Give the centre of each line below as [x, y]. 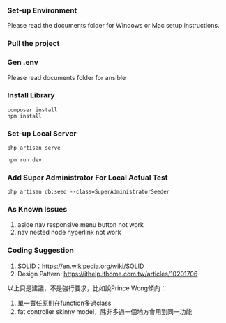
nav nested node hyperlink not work [69, 232]
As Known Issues [37, 210]
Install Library [31, 95]
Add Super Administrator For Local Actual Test [88, 178]
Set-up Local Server [42, 133]
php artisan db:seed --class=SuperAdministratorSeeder [89, 192]
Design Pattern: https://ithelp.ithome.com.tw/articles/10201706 [107, 274]
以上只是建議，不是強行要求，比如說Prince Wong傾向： [87, 288]
